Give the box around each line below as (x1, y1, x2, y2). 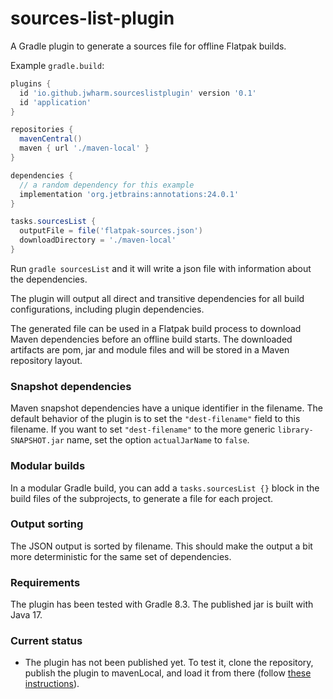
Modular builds (10, 459, 86, 473)
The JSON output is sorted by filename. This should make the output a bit (10, 540, 313, 552)
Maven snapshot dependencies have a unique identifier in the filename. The (10, 402, 323, 414)
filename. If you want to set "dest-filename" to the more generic (10, 423, 276, 436)
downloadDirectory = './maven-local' (19, 235, 177, 246)
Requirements (10, 575, 81, 589)
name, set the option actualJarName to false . (66, 434, 250, 446)
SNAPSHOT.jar (10, 436, 65, 446)
